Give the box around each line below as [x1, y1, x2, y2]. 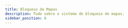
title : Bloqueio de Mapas [5, 7, 57, 12]
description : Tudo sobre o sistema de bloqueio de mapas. [5, 11, 125, 16]
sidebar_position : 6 [5, 16, 47, 20]
